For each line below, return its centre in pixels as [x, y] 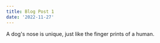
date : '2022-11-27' [30, 17]
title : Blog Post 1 [30, 11]
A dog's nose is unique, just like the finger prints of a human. [80, 34]
